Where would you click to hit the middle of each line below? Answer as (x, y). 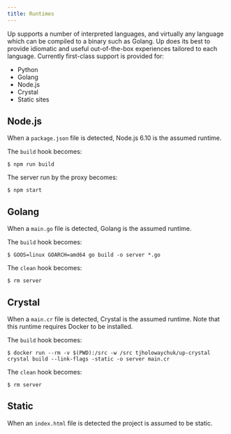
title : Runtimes (31, 14)
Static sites (33, 99)
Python (28, 69)
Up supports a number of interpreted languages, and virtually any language (115, 34)
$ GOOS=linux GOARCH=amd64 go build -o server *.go (84, 255)
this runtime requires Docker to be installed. (70, 327)
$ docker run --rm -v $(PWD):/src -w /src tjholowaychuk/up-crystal (109, 353)
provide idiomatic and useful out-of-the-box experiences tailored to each (112, 48)
